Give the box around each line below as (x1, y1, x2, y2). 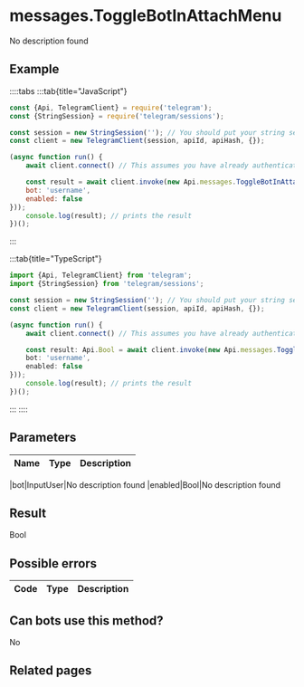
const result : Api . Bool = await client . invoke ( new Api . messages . (25, 345, 278, 354)
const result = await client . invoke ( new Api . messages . (25, 177, 237, 186)
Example (9, 62, 60, 77)
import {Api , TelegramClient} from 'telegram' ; (9, 271, 193, 281)
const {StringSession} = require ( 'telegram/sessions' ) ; (9, 111, 224, 120)
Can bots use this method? (9, 613, 165, 628)
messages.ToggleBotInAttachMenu (9, 5, 282, 26)
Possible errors (9, 556, 98, 571)
